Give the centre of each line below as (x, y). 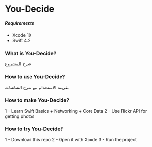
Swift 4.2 (21, 41)
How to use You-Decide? (35, 77)
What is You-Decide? (31, 54)
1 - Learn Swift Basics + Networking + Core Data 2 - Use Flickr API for (76, 111)
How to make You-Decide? (37, 100)
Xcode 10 (22, 35)
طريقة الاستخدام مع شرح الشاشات (37, 88)
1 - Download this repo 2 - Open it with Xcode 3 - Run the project (71, 140)
